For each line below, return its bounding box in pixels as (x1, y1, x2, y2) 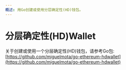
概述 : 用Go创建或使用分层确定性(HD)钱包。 (5, 7, 83, 12)
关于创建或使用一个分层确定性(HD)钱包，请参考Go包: (5, 48, 114, 54)
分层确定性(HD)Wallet (5, 30, 96, 41)
